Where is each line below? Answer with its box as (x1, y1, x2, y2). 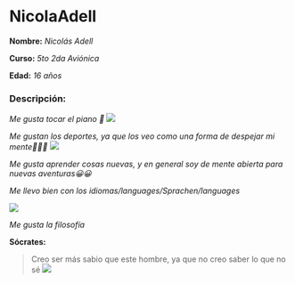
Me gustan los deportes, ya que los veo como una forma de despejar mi (9, 131, 275, 141)
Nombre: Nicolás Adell (9, 36, 94, 46)
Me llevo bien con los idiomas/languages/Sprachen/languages (9, 185, 241, 197)
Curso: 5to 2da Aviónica (9, 53, 100, 63)
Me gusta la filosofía (9, 220, 86, 230)
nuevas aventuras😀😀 (9, 168, 92, 179)
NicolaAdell (9, 6, 97, 27)
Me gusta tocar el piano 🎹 (9, 114, 105, 125)
